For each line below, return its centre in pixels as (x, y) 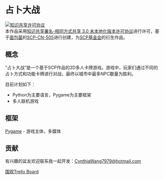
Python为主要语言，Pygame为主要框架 (52, 94)
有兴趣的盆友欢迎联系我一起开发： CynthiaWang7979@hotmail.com (73, 161)
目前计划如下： (20, 84)
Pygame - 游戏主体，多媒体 (33, 131)
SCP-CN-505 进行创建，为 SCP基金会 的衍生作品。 (77, 37)
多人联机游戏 (25, 101)
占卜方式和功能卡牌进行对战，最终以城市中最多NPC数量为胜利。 (71, 74)
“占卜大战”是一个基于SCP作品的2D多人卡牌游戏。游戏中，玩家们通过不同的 (82, 67)
